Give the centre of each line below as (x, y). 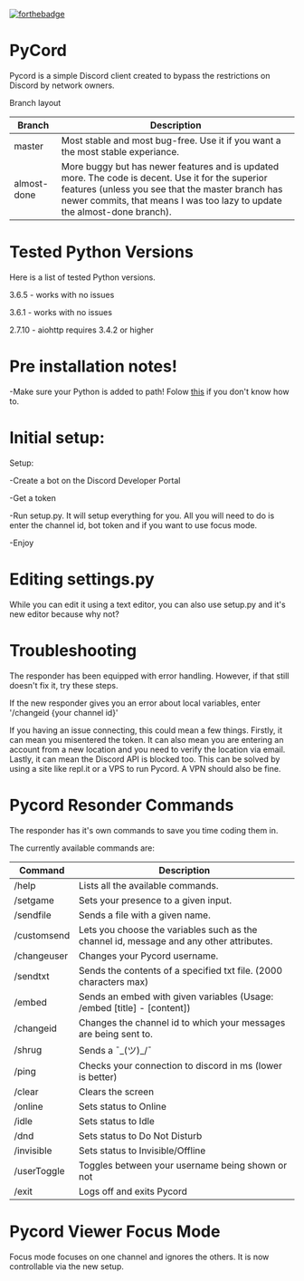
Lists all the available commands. (148, 885)
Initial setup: (57, 438)
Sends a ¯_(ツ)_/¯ (115, 1050)
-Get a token (33, 497)
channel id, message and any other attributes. (176, 940)
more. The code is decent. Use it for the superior (164, 178)
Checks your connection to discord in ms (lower (180, 1065)
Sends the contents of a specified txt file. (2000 (180, 970)
